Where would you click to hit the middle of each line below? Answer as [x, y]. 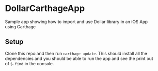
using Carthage [20, 26]
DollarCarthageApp [45, 8]
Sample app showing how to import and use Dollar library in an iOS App [76, 22]
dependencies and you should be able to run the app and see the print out [79, 59]
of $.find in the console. [30, 63]
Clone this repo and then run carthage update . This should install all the [76, 53]
